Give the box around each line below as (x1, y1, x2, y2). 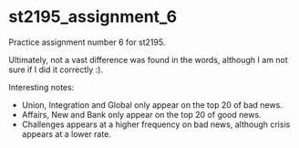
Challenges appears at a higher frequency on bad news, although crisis (21, 119, 291, 130)
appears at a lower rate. (21, 128, 111, 139)
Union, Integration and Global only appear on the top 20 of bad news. (21, 99, 284, 111)
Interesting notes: (8, 81, 75, 92)
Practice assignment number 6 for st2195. (8, 37, 166, 48)
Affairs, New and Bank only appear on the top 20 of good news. (21, 109, 262, 120)
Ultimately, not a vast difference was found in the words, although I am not (8, 54, 288, 65)
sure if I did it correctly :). (8, 64, 104, 75)
